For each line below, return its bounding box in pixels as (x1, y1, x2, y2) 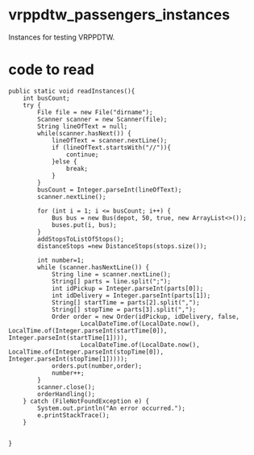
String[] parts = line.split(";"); (51, 277, 172, 285)
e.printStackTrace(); (37, 411, 110, 420)
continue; (65, 151, 99, 159)
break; (65, 164, 89, 172)
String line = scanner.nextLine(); (51, 270, 172, 279)
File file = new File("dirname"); (37, 108, 153, 116)
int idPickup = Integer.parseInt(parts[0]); (51, 284, 204, 292)
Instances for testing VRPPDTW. (8, 32, 115, 42)
